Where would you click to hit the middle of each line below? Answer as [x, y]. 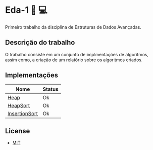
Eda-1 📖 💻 [26, 10]
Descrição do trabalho [40, 43]
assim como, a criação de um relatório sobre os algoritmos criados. [74, 60]
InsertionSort [23, 113]
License [18, 131]
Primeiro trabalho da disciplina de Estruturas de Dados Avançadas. [73, 27]
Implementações [32, 75]
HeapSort [19, 106]
